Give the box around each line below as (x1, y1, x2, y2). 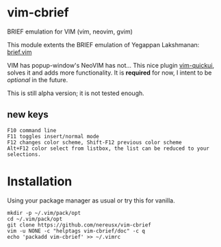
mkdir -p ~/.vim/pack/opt (7, 209, 81, 216)
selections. (7, 151, 41, 158)
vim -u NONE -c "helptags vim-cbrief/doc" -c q (7, 227, 146, 234)
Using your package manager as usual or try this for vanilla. (7, 196, 176, 205)
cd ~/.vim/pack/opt (7, 216, 63, 222)
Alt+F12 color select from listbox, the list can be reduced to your (7, 145, 210, 152)
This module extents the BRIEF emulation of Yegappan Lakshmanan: (7, 40, 200, 49)
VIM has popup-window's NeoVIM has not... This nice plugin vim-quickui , (7, 61, 215, 69)
